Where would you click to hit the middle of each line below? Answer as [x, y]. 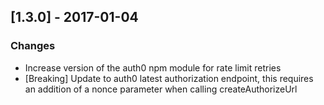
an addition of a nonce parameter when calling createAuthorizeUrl [161, 89]
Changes [33, 46]
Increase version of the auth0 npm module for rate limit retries [153, 67]
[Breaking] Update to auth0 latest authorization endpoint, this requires [169, 78]
